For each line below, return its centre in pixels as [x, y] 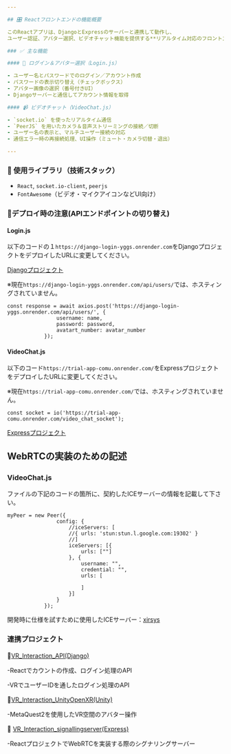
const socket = [29, 413]
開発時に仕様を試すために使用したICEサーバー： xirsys [84, 620]
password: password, [86, 325]
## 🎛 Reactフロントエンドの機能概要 [54, 19]
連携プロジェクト [35, 640]
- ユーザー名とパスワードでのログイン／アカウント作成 [74, 76]
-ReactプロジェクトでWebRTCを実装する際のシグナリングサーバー [101, 743]
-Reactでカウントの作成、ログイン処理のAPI [70, 670]
